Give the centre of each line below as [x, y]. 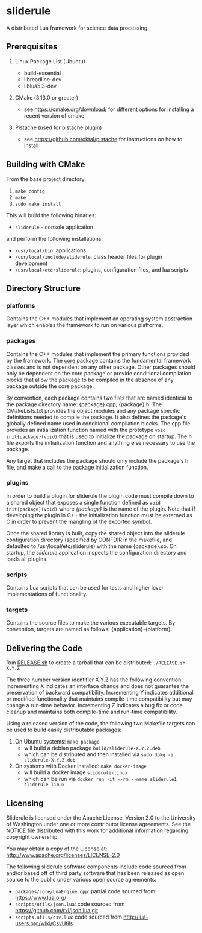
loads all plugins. [27, 559]
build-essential [42, 73]
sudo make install [38, 204]
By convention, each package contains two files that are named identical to [99, 398]
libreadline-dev [43, 79]
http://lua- [136, 917]
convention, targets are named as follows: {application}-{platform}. [89, 629]
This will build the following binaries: [51, 215]
